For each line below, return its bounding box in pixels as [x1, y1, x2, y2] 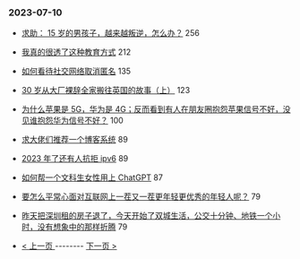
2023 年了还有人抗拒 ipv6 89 [21, 153, 129, 164]
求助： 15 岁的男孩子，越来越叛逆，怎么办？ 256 [21, 28, 201, 39]
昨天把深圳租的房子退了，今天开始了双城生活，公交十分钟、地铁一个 [21, 211, 273, 221]
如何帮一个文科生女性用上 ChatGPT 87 [21, 172, 163, 183]
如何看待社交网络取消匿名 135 [21, 65, 132, 77]
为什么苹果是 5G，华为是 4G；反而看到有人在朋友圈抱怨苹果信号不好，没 [21, 104, 291, 115]
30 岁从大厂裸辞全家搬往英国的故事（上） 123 [21, 85, 191, 96]
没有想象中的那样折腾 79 [37, 221, 128, 232]
